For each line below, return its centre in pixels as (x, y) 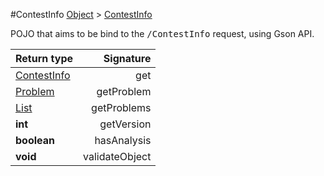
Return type (44, 58)
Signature (127, 58)
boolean (35, 140)
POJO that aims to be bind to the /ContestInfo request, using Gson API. (162, 33)
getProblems (121, 107)
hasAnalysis (123, 140)
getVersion (125, 124)
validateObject (117, 156)
